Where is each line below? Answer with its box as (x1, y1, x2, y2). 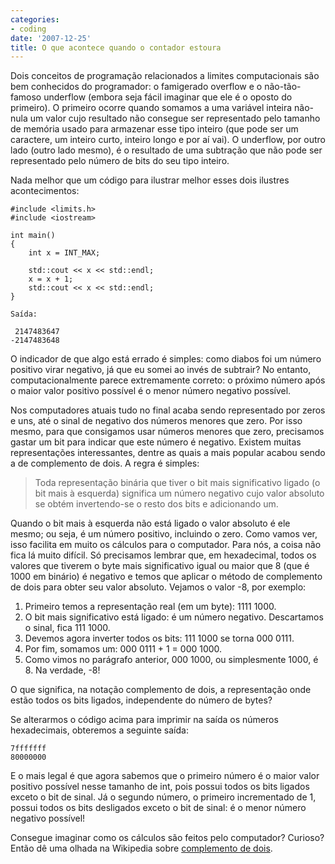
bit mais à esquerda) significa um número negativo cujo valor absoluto (34, 487, 325, 500)
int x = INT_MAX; (28, 248, 101, 258)
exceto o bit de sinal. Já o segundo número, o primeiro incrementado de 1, (10, 791, 317, 803)
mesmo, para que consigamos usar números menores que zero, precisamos (10, 426, 325, 438)
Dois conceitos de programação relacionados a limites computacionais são (10, 70, 320, 82)
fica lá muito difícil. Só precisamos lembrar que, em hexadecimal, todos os (10, 549, 317, 561)
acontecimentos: (10, 185, 80, 197)
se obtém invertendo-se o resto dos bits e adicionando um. (34, 498, 279, 510)
